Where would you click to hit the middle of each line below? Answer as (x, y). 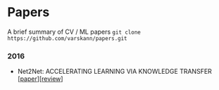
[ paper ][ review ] (40, 79)
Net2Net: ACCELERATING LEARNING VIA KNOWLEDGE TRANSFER (115, 72)
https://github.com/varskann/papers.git (68, 38)
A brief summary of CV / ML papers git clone (74, 32)
